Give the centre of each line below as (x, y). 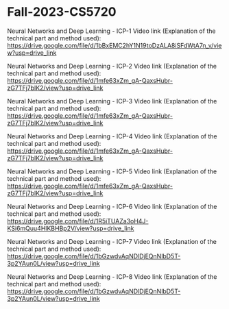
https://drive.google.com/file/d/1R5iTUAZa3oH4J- (78, 221)
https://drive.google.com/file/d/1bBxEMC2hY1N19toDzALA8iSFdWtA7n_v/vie (114, 45)
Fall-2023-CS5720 (62, 12)
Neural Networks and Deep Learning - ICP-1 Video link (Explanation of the (111, 31)
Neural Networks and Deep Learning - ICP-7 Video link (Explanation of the (112, 241)
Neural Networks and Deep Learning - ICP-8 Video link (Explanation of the (112, 276)
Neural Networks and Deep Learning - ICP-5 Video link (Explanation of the (112, 171)
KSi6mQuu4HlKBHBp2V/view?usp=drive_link (71, 228)
